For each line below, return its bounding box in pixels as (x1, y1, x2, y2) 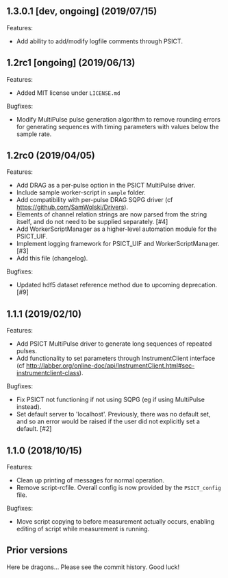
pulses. (16, 347, 38, 355)
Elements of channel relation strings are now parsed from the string (16, 210, 207, 219)
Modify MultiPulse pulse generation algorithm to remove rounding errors (16, 115, 220, 123)
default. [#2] (16, 425, 52, 433)
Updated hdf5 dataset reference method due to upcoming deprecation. (16, 281, 218, 289)
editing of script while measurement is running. (16, 525, 150, 533)
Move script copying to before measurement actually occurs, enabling (16, 518, 215, 526)
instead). (16, 403, 42, 411)
